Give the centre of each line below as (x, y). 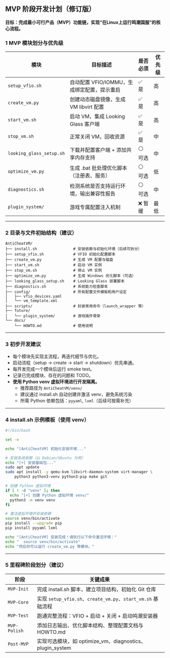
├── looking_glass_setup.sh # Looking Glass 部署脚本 (65, 281)
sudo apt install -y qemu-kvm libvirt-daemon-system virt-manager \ (79, 472)
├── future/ (18, 311)
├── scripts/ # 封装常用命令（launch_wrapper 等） (75, 306)
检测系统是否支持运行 (95, 186)
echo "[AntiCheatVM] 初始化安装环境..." (46, 449)
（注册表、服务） (90, 175)
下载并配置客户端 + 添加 (98, 150)
